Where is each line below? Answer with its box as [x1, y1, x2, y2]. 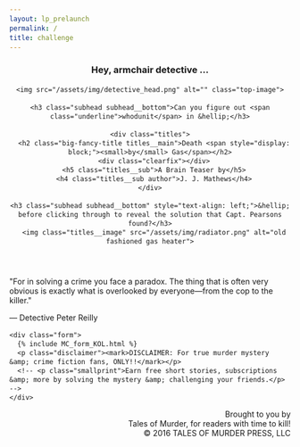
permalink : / [9, 23, 58, 33]
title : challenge [9, 33, 74, 42]
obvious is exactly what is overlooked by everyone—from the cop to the [9, 286, 274, 296]
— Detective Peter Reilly [9, 312, 98, 323]
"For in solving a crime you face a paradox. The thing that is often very [9, 276, 270, 286]
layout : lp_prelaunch [9, 14, 90, 23]
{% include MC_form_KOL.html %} [17, 339, 138, 348]
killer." [9, 294, 32, 305]
